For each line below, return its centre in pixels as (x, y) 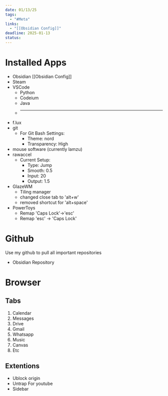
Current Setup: (35, 160)
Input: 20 (37, 175)
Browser (23, 282)
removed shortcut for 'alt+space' (54, 202)
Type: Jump (40, 165)
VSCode (21, 87)
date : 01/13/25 (21, 10)
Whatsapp (23, 334)
